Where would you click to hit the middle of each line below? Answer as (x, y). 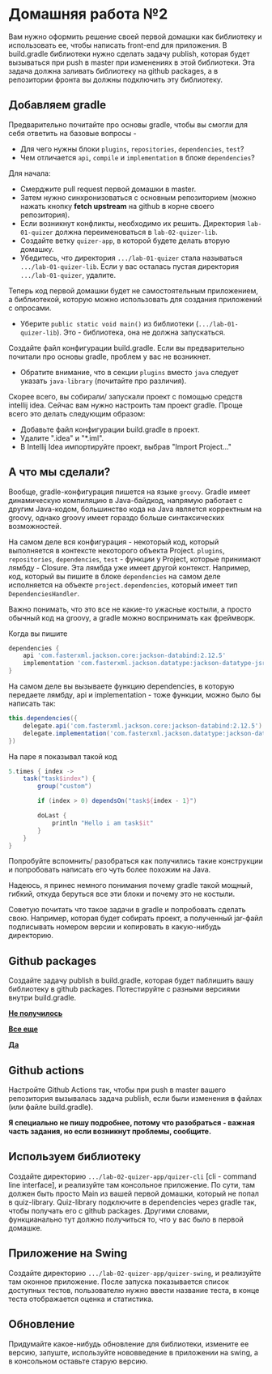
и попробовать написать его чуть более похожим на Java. (110, 870)
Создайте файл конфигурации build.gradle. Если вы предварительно (126, 348)
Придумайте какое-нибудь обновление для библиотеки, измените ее (129, 1344)
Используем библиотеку (75, 1156)
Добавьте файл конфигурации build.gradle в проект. (110, 429)
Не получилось (36, 1013)
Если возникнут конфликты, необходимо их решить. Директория (132, 223)
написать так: (32, 704)
